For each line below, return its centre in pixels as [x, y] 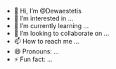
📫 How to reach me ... [46, 41]
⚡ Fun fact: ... [33, 59]
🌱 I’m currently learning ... [51, 26]
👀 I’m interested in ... [44, 18]
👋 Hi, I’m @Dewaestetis [48, 11]
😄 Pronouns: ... [37, 51]
